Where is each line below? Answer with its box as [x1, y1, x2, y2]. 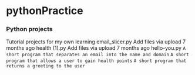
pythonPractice [6, 4, 83, 18]
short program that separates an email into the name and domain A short [6, 52, 189, 58]
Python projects [6, 25, 53, 33]
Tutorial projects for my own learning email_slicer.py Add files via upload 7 [6, 38, 186, 45]
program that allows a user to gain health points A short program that [6, 58, 187, 64]
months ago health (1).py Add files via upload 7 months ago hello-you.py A [6, 45, 186, 52]
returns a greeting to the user [6, 63, 85, 69]
